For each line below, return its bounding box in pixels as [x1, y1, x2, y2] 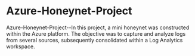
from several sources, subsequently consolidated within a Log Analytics [6, 36, 183, 43]
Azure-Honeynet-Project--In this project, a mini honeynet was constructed [6, 24, 190, 31]
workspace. [6, 43, 35, 50]
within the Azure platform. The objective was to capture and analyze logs [6, 30, 186, 37]
